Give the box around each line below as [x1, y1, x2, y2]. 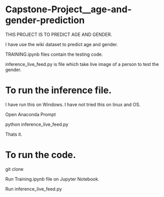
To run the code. [5, 149, 76, 161]
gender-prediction [5, 14, 85, 26]
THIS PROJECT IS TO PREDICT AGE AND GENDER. [5, 31, 112, 37]
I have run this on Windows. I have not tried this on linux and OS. [5, 101, 141, 107]
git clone [5, 166, 24, 172]
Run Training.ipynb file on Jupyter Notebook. [5, 176, 99, 182]
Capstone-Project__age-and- [5, 4, 132, 15]
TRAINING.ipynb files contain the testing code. [5, 51, 103, 57]
